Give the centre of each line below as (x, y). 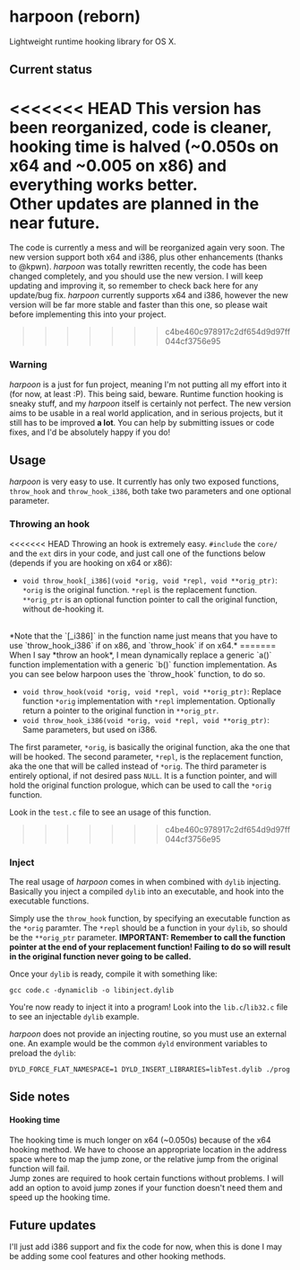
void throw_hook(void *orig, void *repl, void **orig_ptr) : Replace (152, 691)
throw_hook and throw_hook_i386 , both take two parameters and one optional (150, 491)
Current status (51, 70)
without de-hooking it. (63, 609)
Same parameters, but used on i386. (90, 729)
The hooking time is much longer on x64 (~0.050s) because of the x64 (140, 1140)
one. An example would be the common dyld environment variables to (138, 1043)
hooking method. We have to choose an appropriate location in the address (148, 1149)
